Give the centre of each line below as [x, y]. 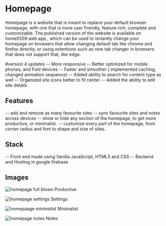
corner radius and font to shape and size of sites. [55, 129]
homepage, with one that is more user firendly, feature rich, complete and [81, 27]
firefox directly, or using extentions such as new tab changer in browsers [80, 49]
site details [16, 85]
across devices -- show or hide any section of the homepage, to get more [81, 118]
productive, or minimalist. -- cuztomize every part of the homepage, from [80, 123]
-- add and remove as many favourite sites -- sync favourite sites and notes [83, 113]
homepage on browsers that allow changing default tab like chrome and [79, 43]
